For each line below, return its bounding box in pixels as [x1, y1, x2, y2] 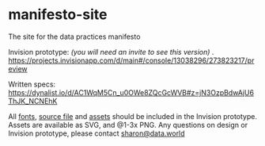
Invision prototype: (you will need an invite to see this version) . [8, 47, 214, 56]
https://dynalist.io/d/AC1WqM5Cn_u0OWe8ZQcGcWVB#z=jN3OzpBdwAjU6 [8, 87, 255, 97]
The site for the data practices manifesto [8, 32, 141, 41]
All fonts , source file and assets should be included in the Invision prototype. [8, 111, 258, 121]
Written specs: [8, 79, 56, 89]
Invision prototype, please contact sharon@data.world [8, 129, 185, 138]
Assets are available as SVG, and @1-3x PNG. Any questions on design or [8, 120, 248, 129]
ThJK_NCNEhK [8, 96, 58, 106]
